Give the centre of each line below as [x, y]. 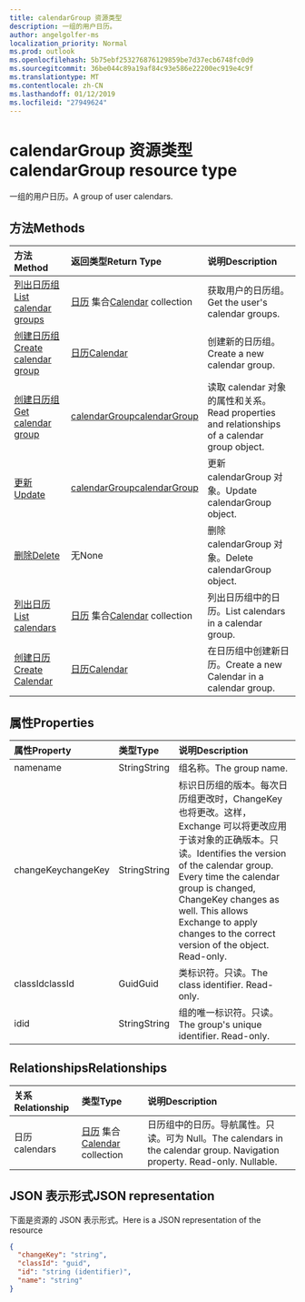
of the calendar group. [226, 865]
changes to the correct [227, 934]
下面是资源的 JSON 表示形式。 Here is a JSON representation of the [135, 1219]
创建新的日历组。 [244, 342]
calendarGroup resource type [123, 170]
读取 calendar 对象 [247, 388]
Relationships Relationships [89, 1069]
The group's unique [220, 1024]
